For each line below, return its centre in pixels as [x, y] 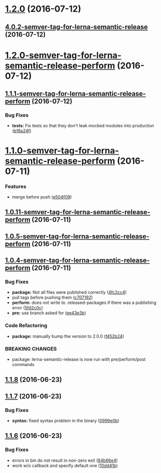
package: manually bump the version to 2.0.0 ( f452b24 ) [68, 336]
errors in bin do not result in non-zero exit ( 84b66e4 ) [65, 460]
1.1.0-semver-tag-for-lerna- [62, 150]
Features [16, 186]
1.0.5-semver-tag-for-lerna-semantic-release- [77, 236]
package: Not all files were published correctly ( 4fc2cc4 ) [69, 292]
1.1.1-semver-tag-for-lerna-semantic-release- [75, 94]
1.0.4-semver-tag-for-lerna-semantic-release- [77, 261]
